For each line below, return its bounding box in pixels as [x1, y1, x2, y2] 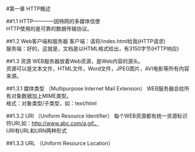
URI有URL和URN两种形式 [6, 127, 67, 134]
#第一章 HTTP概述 [6, 5, 51, 12]
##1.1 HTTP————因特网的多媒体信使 [6, 18, 101, 25]
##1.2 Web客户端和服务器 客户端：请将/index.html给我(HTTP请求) [6, 38, 166, 44]
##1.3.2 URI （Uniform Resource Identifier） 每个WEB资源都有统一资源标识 [6, 112, 188, 119]
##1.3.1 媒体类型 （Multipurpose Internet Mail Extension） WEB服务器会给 [6, 85, 184, 92]
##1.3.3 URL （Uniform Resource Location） [6, 140, 114, 147]
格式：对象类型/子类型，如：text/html [6, 100, 97, 106]
